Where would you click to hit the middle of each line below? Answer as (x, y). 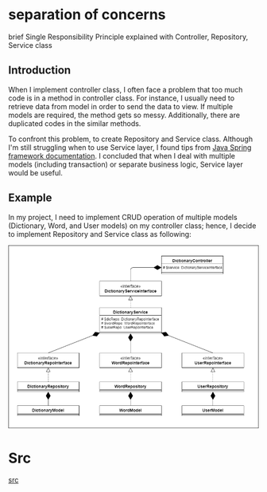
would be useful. (36, 172)
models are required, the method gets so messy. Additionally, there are (124, 115)
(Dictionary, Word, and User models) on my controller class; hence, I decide (132, 226)
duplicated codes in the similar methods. (75, 123)
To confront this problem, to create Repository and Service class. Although (130, 139)
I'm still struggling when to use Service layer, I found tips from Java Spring (130, 147)
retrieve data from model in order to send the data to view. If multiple (120, 106)
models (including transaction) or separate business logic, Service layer (126, 164)
